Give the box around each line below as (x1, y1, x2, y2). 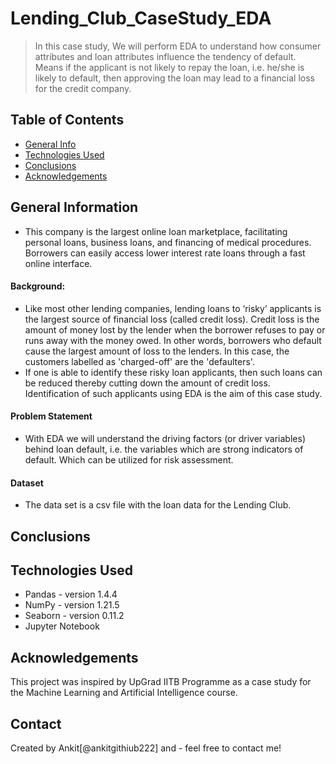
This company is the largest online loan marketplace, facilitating (24, 225, 288, 237)
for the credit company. (34, 82, 132, 94)
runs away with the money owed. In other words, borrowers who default (24, 334, 322, 346)
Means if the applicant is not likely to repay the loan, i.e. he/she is (34, 61, 305, 73)
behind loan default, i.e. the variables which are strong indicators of (24, 443, 304, 455)
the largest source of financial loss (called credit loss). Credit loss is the (24, 313, 320, 325)
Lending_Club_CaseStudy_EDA (10, 7, 272, 30)
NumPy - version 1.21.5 (24, 599, 120, 611)
